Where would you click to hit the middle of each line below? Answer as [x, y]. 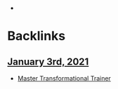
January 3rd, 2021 [48, 62]
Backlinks [37, 36]
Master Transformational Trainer [64, 78]
